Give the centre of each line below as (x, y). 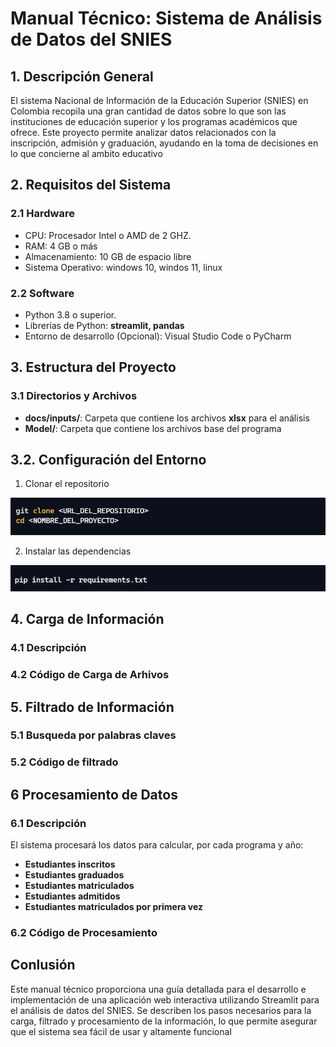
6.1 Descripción (48, 823)
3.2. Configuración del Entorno (108, 460)
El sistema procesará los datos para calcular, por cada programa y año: (157, 845)
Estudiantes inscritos (70, 864)
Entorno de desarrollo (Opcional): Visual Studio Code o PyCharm (158, 336)
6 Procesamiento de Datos (94, 794)
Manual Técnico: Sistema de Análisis (166, 18)
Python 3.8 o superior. (70, 314)
